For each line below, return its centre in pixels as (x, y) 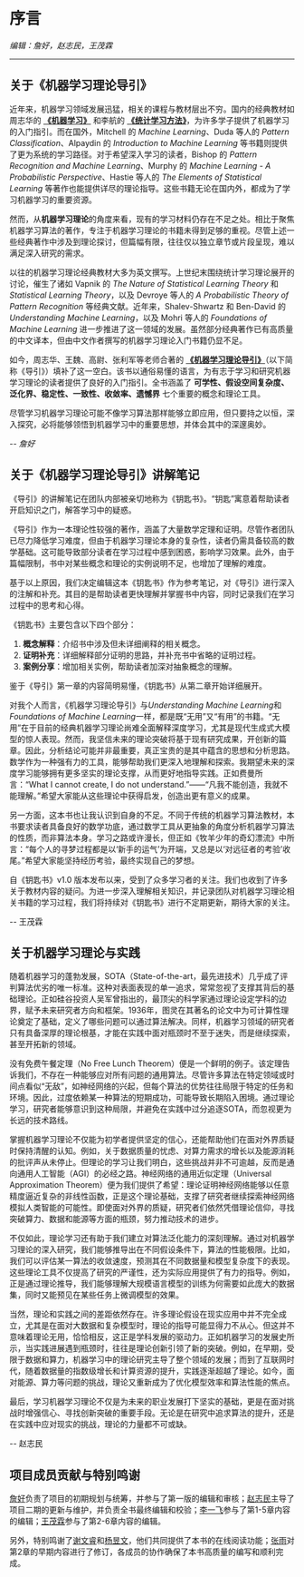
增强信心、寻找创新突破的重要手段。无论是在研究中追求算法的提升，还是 (160, 1413)
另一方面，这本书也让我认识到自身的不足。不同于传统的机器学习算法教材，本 (152, 815)
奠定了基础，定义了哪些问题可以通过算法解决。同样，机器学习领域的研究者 (156, 1022)
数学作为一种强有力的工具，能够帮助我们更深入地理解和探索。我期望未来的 (148, 761)
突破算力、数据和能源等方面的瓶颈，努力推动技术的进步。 (116, 1219)
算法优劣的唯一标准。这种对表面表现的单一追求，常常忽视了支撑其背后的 (152, 988)
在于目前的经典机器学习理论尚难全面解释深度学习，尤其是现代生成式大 (152, 728)
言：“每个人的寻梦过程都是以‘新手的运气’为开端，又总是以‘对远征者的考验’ (146, 848)
